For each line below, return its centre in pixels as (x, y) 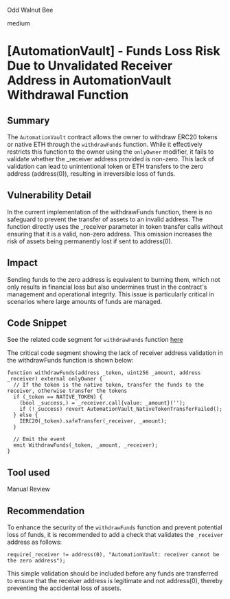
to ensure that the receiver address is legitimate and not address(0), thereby (115, 581)
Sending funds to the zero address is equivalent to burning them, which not (114, 279)
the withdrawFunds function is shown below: (70, 361)
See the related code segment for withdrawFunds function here (95, 340)
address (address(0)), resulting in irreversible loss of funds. (91, 174)
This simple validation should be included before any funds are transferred (113, 573)
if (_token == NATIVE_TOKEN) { (58, 397)
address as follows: (35, 542)
